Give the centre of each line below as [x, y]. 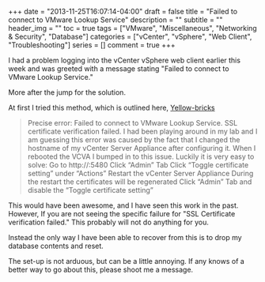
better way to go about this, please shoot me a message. [101, 269]
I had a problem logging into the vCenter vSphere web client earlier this [125, 60]
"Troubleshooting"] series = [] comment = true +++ [92, 45]
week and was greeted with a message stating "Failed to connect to [119, 69]
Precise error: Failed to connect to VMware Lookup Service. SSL [132, 123]
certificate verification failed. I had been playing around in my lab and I [142, 131]
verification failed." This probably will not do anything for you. [109, 222]
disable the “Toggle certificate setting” [91, 190]
